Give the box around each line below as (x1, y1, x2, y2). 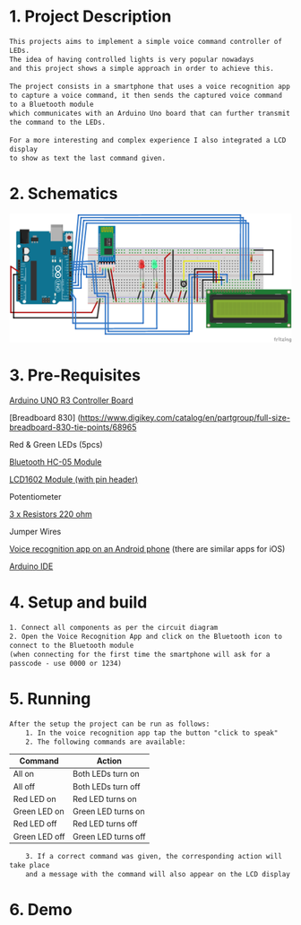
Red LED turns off (73, 818, 138, 829)
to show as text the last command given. (9, 153, 167, 162)
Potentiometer (9, 491, 62, 502)
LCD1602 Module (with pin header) (9, 474, 139, 484)
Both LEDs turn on (73, 769, 141, 780)
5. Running (9, 688, 91, 709)
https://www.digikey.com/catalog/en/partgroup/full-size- (80, 412, 291, 423)
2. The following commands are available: (25, 737, 186, 746)
